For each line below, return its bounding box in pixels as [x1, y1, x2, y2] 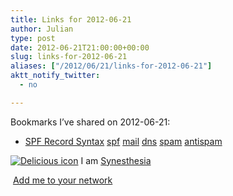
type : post [10, 33, 56, 43]
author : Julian [10, 24, 74, 34]
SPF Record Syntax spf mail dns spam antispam [24, 135, 223, 147]
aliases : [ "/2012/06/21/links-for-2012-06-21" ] [10, 61, 213, 71]
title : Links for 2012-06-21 [10, 14, 132, 25]
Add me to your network [12, 174, 113, 186]
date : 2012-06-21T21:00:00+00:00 [10, 42, 150, 53]
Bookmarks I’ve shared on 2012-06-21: [10, 116, 171, 128]
